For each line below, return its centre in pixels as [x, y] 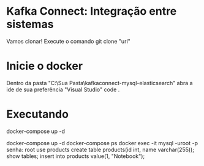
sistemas [30, 24]
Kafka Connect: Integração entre [92, 11]
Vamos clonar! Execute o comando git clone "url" [68, 41]
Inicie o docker [45, 66]
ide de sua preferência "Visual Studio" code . [63, 89]
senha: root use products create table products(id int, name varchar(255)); [100, 149]
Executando [38, 114]
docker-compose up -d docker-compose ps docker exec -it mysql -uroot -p [102, 143]
